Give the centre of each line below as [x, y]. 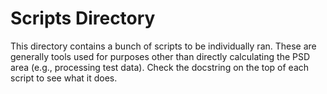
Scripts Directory [83, 18]
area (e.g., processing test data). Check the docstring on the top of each [160, 67]
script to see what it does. [64, 78]
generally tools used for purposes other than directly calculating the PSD [160, 56]
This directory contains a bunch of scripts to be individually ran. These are [163, 46]
